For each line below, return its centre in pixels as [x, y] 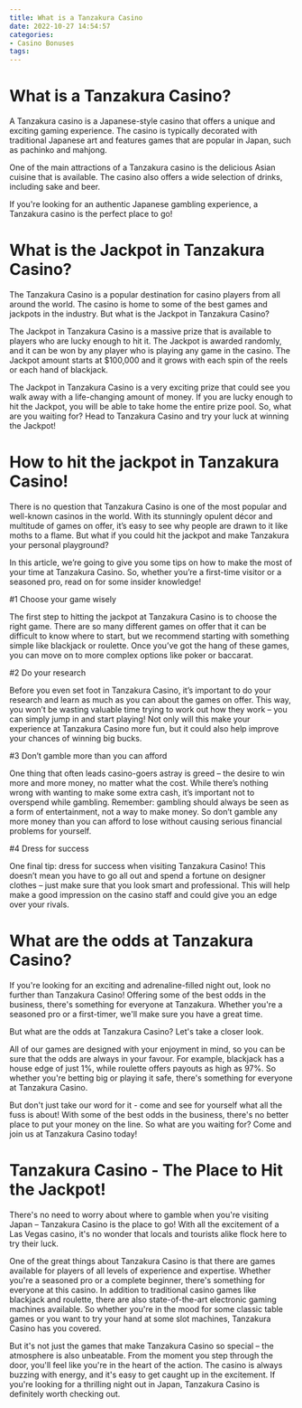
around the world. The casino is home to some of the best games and [138, 304]
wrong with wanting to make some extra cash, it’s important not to [132, 792]
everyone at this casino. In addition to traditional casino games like [133, 1290]
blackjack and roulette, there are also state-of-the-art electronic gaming [143, 1299]
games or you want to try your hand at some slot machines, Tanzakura [140, 1318]
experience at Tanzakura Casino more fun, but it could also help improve [144, 728]
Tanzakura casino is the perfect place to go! [91, 214]
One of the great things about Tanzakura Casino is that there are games [142, 1261]
